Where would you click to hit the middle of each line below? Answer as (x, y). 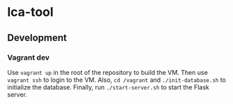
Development (37, 38)
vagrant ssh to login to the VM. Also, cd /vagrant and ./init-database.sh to (117, 80)
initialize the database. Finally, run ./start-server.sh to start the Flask (108, 87)
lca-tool (30, 12)
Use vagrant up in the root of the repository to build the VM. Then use (107, 72)
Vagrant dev (29, 58)
